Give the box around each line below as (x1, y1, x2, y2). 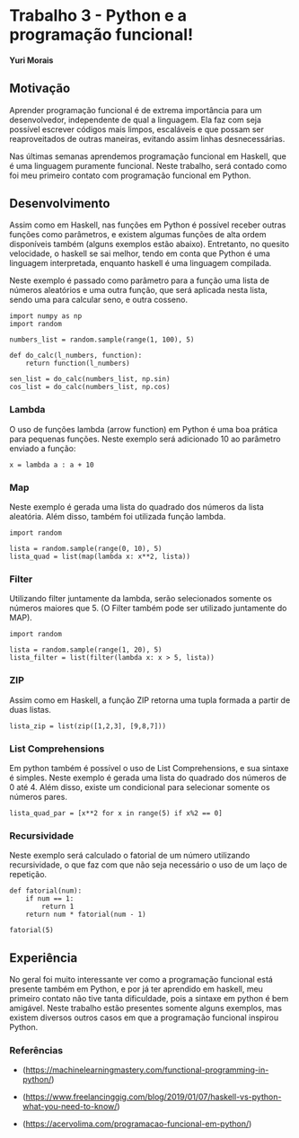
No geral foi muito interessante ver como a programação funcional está (9, 974, 274, 984)
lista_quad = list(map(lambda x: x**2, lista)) (9, 552, 191, 561)
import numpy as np (9, 312, 83, 321)
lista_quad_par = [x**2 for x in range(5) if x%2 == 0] (9, 808, 223, 818)
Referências (9, 1044, 64, 1056)
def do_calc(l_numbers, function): (9, 351, 143, 360)
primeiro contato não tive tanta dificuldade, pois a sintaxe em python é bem (9, 993, 289, 1003)
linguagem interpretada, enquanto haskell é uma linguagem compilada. (9, 258, 272, 269)
